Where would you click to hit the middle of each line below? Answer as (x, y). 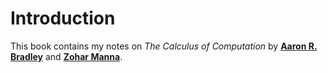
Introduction (63, 18)
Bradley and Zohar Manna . (66, 56)
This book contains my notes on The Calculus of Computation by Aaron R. (164, 46)
